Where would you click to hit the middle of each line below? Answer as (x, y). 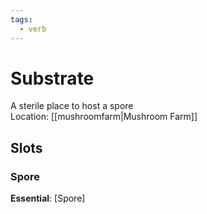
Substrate (52, 78)
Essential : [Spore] (48, 198)
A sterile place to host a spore (72, 106)
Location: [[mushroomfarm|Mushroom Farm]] (104, 117)
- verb (33, 29)
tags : (21, 19)
